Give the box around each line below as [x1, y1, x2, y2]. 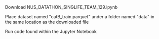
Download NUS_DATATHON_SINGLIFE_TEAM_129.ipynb [5, 4, 118, 10]
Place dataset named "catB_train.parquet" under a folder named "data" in [5, 14, 155, 19]
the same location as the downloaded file [5, 19, 89, 25]
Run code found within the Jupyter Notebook [5, 29, 97, 34]
